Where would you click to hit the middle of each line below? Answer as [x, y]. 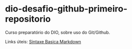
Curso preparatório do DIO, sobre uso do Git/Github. [58, 32]
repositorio [28, 19]
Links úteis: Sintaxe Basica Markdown [43, 41]
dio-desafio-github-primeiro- [66, 9]
